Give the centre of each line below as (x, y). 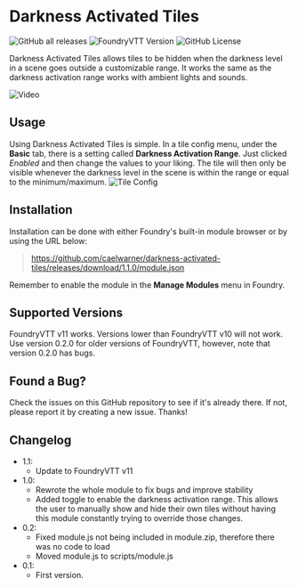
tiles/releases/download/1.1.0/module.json (108, 267)
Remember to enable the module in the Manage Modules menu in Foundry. (147, 285)
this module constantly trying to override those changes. (139, 518)
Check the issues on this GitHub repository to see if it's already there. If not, (148, 403)
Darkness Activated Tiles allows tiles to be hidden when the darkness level (146, 58)
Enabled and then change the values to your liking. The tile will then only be (148, 163)
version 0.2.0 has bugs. (52, 353)
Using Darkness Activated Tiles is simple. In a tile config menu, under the (143, 143)
